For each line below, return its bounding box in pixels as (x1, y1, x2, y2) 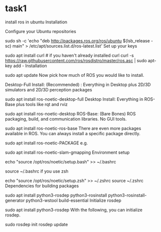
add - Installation (13, 63, 47, 69)
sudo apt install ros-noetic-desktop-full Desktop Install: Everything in (5, 96, 143, 102)
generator (5, 197, 25, 203)
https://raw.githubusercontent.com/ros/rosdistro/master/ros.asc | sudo (5, 57, 147, 63)
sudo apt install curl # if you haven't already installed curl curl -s (5, 52, 134, 58)
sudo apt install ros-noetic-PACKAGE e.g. (5, 140, 88, 146)
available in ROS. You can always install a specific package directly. (5, 130, 141, 136)
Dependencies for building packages (5, 183, 79, 189)
